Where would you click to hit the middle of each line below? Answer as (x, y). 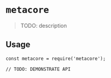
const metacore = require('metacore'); (56, 59)
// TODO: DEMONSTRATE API (38, 69)
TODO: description (44, 25)
